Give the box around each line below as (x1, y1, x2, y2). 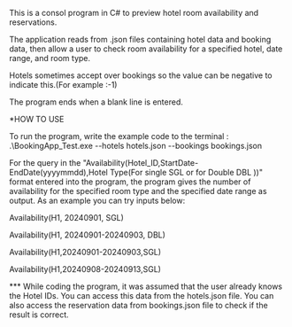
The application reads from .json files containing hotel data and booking (9, 35, 272, 44)
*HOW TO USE (9, 114, 65, 124)
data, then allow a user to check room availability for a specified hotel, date (9, 43, 283, 54)
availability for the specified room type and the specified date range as (9, 186, 267, 196)
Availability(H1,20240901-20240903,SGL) (9, 247, 162, 257)
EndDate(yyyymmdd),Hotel (9, 167, 109, 177)
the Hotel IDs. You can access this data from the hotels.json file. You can (9, 291, 274, 300)
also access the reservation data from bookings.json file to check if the (9, 300, 268, 310)
